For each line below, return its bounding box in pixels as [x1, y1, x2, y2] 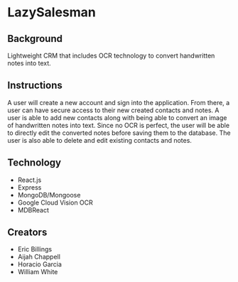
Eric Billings [17, 245, 52, 254]
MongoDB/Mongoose [17, 190, 81, 199]
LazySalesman [7, 4, 96, 21]
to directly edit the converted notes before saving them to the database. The [7, 129, 231, 137]
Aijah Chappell [17, 253, 60, 261]
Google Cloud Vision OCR [17, 198, 94, 207]
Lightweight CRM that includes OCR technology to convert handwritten [7, 51, 215, 60]
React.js [17, 175, 42, 184]
